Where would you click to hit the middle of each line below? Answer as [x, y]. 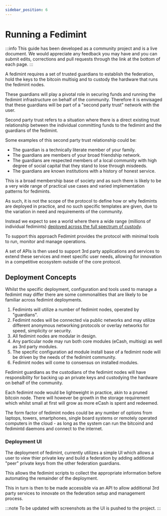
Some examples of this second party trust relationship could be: [71, 140]
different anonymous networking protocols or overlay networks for [81, 325]
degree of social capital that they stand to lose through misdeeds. [80, 166]
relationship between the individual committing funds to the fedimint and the [83, 125]
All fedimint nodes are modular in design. [55, 336]
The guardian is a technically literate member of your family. [74, 150]
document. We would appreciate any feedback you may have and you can [81, 53]
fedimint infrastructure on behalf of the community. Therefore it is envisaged [84, 99]
